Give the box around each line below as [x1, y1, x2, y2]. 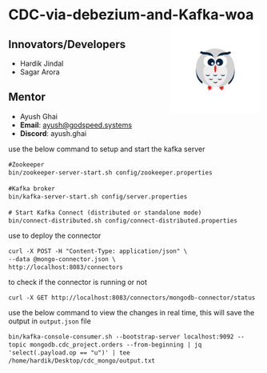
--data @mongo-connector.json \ [8, 255, 116, 263]
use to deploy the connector [8, 231, 102, 240]
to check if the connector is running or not [8, 277, 148, 287]
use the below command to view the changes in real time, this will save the [8, 307, 255, 317]
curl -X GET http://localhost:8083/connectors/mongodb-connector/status [8, 294, 256, 302]
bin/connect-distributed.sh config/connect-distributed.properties [8, 216, 238, 225]
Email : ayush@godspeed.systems [19, 120, 133, 130]
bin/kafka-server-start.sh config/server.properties [8, 192, 188, 201]
